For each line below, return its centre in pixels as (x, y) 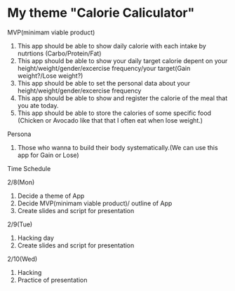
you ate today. (38, 105)
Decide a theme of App (51, 196)
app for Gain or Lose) (48, 155)
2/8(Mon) (21, 182)
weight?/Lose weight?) (50, 76)
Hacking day (36, 238)
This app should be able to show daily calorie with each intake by (112, 46)
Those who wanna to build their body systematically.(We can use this (118, 147)
